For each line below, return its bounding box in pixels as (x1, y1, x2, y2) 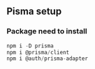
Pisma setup (6, 6, 62, 17)
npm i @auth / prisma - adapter (6, 55, 89, 62)
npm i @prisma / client (6, 49, 70, 56)
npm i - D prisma (6, 42, 54, 49)
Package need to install (6, 26, 88, 36)
